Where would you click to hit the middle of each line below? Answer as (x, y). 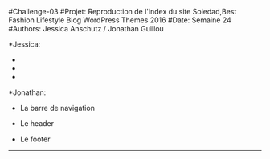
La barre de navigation (57, 108)
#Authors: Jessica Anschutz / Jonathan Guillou (86, 29)
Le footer (35, 139)
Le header (37, 123)
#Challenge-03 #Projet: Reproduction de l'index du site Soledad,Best (123, 12)
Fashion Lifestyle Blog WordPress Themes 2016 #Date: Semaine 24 (120, 20)
